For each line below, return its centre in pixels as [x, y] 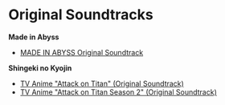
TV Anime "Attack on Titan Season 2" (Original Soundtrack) [118, 92]
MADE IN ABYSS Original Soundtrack [82, 52]
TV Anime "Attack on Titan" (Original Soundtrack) [102, 83]
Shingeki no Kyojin [40, 68]
